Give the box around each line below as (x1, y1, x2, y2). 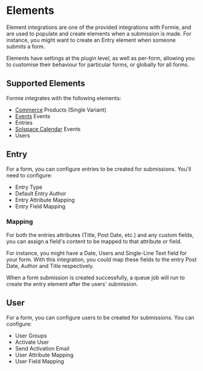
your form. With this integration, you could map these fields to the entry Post (6, 256, 197, 263)
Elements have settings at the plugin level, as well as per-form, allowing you (6, 54, 195, 62)
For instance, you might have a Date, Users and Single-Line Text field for (6, 249, 187, 256)
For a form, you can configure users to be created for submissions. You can (6, 314, 195, 321)
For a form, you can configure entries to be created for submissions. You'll (6, 165, 192, 173)
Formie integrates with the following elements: (6, 94, 121, 101)
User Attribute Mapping (14, 351, 74, 358)
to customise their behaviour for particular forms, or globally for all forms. (6, 61, 189, 68)
